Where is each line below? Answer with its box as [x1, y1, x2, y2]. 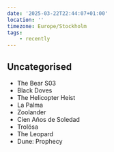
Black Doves [16, 86, 53, 94]
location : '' [7, 16, 44, 23]
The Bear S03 [16, 79, 57, 87]
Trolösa [16, 123, 39, 131]
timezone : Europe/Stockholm [7, 23, 87, 29]
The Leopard [16, 129, 53, 138]
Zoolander [16, 107, 46, 116]
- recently [19, 36, 51, 42]
